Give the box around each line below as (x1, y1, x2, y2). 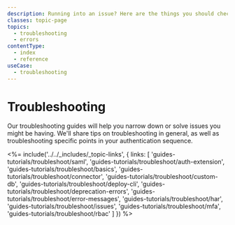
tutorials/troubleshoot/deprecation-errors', (7, 187, 130, 196)
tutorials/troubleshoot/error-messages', (7, 195, 121, 203)
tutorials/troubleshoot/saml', (7, 158, 89, 166)
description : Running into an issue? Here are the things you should (7, 10, 215, 17)
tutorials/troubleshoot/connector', (7, 173, 104, 181)
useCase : (7, 62, 33, 69)
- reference (13, 56, 49, 63)
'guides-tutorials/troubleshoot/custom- (105, 173, 218, 181)
